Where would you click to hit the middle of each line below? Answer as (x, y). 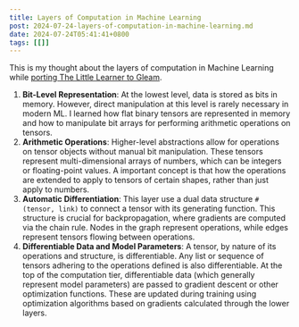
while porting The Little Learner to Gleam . (86, 78)
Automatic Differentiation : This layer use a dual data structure (137, 199)
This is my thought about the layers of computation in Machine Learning (141, 68)
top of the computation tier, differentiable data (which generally (138, 275)
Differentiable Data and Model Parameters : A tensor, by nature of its (149, 247)
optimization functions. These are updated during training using (139, 294)
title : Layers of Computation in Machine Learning (105, 17)
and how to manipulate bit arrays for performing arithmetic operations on (156, 123)
